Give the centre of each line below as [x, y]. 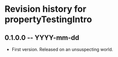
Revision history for [45, 9]
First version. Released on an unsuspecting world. [62, 49]
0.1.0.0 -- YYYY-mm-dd [42, 38]
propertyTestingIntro [48, 19]
